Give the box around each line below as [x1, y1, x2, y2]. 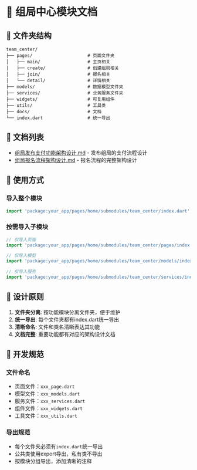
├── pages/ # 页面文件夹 [6, 53, 115, 59]
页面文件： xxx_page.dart [14, 383, 75, 390]
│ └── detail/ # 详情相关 [6, 77, 110, 83]
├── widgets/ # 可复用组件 [6, 96, 115, 102]
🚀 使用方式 [6, 175, 44, 185]
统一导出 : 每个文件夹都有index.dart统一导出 [14, 316, 120, 323]
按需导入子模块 [6, 223, 49, 231]
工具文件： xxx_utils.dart [14, 412, 78, 420]
